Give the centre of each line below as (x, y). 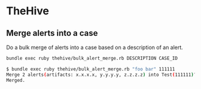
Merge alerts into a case (52, 33)
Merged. (16, 80)
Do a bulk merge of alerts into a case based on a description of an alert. (95, 47)
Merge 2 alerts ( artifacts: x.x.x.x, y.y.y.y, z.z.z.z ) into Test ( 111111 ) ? (101, 75)
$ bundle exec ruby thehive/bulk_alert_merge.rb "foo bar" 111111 (91, 69)
